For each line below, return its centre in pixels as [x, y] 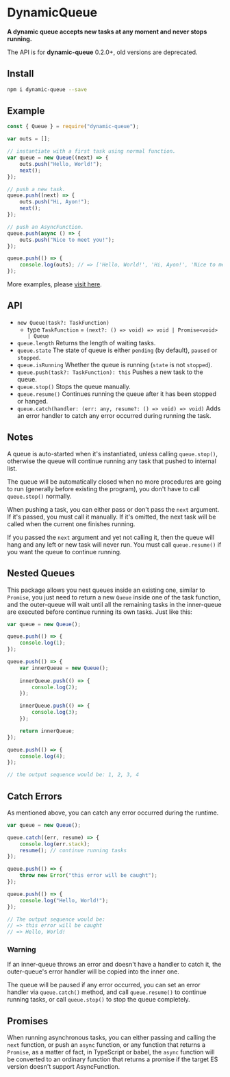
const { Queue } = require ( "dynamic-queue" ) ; [73, 127]
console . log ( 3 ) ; [55, 713]
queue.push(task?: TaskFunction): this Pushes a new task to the [110, 372]
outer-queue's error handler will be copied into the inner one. [93, 971]
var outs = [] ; [29, 139]
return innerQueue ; [47, 731]
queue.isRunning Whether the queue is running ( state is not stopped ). [114, 364]
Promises [28, 1021]
